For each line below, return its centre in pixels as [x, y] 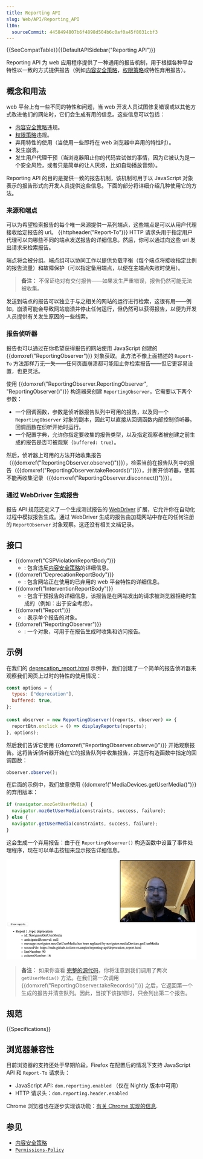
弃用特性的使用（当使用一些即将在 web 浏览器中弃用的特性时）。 [95, 143]
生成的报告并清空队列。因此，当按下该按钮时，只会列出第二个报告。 [106, 993]
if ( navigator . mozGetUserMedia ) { [50, 805]
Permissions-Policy [40, 1150]
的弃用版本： [22, 792]
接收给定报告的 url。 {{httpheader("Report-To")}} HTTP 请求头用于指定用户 [100, 232]
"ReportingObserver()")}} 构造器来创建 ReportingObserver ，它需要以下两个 [99, 391]
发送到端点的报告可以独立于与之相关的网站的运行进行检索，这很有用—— [96, 301]
